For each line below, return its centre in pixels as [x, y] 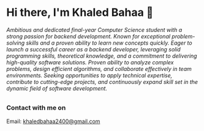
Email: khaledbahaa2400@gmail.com [53, 121]
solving [16, 43]
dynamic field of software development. [57, 88]
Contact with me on [36, 108]
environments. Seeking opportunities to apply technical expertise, [89, 75]
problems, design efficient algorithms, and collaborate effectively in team [99, 69]
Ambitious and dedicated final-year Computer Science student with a [94, 29]
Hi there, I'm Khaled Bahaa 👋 [80, 13]
